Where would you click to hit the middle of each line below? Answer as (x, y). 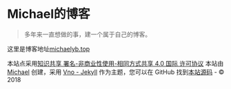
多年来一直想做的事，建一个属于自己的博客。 (88, 34)
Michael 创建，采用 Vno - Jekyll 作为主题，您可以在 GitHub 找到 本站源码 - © (116, 72)
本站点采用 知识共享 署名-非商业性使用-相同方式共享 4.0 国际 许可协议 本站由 (115, 63)
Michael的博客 (49, 14)
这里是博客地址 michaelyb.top (49, 49)
